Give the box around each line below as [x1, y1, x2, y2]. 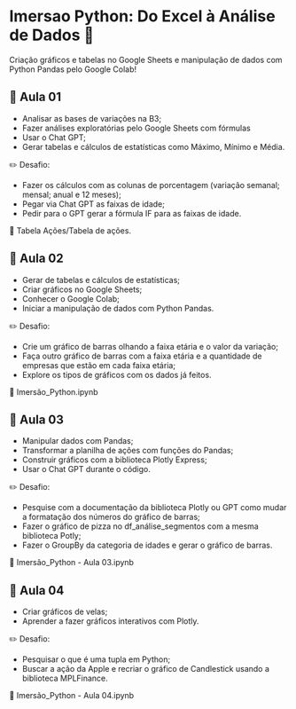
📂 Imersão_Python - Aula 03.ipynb [9, 557, 135, 568]
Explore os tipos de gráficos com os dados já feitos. [21, 369, 212, 380]
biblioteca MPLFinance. [21, 673, 108, 684]
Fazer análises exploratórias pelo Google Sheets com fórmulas [21, 122, 251, 133]
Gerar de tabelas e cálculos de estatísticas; [21, 274, 180, 285]
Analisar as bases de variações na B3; [21, 113, 162, 123]
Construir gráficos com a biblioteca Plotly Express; [21, 454, 207, 465]
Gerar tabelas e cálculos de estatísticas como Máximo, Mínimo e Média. [21, 141, 285, 152]
